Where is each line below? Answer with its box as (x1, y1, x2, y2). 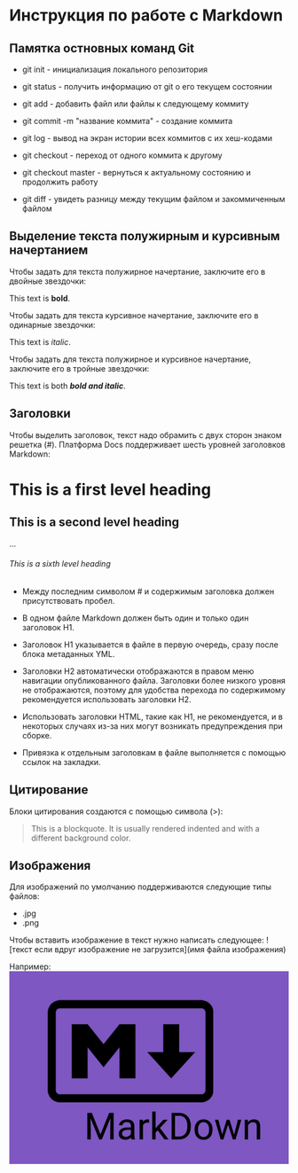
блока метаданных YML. (21, 648, 115, 659)
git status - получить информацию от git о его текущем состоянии (21, 82, 273, 91)
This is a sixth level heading (9, 559, 111, 569)
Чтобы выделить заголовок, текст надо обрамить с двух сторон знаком (9, 429, 282, 440)
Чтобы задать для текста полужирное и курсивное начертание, (9, 354, 251, 364)
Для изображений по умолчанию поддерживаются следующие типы (9, 881, 272, 892)
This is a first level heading (9, 480, 211, 499)
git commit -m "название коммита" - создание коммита (21, 116, 233, 126)
